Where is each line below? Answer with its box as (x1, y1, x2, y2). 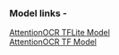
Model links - (9, 7, 67, 20)
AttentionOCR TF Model (9, 36, 97, 47)
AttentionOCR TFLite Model (9, 27, 110, 38)
